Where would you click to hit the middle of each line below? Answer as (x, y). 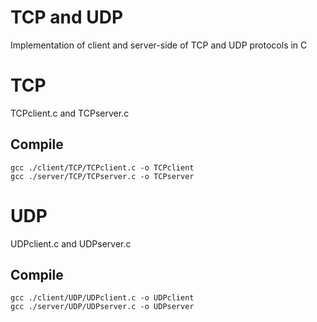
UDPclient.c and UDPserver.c (71, 243)
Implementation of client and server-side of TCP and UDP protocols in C (159, 45)
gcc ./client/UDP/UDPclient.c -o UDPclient (102, 298)
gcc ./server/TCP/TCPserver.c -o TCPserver (102, 176)
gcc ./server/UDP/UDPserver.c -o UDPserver (102, 307)
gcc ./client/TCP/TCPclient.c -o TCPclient (102, 167)
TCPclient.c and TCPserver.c (70, 113)
